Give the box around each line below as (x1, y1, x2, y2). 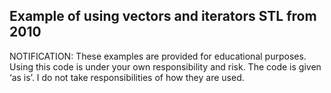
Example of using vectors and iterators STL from (9, 8, 317, 25)
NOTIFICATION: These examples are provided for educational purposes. (9, 50, 307, 62)
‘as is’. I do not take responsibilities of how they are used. (9, 71, 245, 83)
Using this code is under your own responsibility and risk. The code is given (9, 60, 322, 73)
